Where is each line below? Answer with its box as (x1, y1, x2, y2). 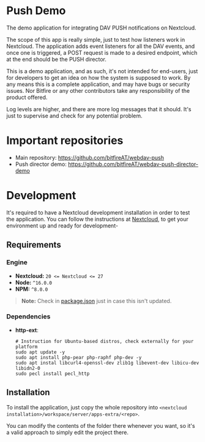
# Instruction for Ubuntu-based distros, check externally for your (15, 338, 194, 344)
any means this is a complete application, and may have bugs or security (6, 81, 190, 88)
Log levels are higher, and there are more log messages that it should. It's (6, 105, 192, 112)
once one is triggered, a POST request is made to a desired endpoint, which (6, 49, 198, 56)
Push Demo (6, 4, 66, 18)
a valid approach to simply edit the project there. (6, 428, 129, 436)
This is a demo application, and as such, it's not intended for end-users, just (6, 67, 198, 74)
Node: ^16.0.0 (15, 278, 52, 286)
